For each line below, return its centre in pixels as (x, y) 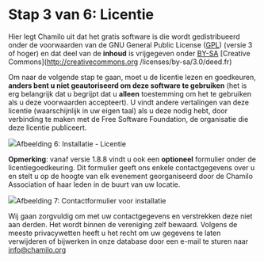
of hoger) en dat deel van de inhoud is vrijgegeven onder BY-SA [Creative (130, 53)
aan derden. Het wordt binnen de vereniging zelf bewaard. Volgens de (123, 224)
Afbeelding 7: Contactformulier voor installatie (91, 200)
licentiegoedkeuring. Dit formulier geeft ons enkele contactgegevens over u (132, 167)
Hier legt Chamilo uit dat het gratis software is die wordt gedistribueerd (124, 36)
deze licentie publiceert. (48, 127)
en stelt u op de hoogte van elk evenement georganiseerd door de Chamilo (131, 176)
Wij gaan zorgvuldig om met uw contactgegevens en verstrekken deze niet (130, 216)
